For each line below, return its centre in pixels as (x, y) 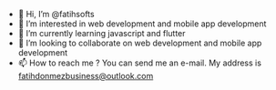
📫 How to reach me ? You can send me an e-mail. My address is (140, 63)
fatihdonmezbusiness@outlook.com (86, 76)
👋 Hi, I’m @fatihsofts (56, 14)
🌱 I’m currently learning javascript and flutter (102, 33)
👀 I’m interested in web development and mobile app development (142, 24)
